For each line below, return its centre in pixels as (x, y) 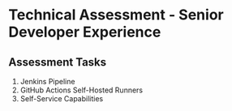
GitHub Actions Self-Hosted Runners (82, 90)
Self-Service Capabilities (62, 98)
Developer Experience (85, 32)
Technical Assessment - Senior (116, 15)
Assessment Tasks (58, 62)
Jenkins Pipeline (47, 81)
